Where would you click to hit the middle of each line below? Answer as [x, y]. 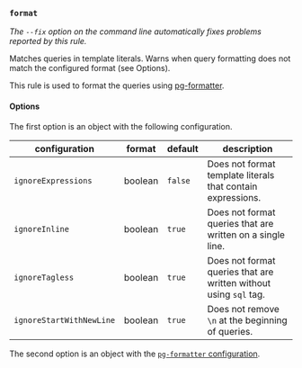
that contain [232, 186]
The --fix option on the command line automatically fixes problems [136, 31]
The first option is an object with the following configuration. [121, 126]
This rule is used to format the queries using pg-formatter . [117, 85]
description [248, 148]
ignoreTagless [44, 277]
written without [239, 283]
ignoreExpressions [53, 180]
